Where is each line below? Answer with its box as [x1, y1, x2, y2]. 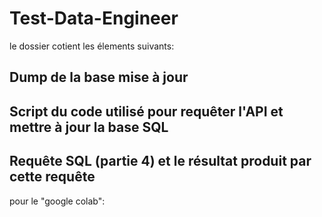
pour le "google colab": [9, 195, 106, 207]
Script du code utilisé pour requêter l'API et [9, 103, 284, 120]
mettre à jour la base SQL [9, 118, 169, 136]
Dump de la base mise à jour [9, 69, 189, 86]
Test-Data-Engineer [9, 7, 179, 30]
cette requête [9, 168, 96, 186]
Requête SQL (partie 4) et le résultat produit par [9, 153, 312, 170]
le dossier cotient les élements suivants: [9, 40, 175, 52]
